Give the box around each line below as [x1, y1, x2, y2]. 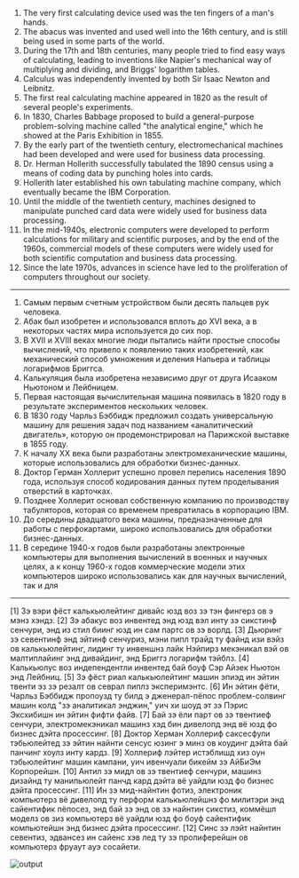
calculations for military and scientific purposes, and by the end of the [22, 234, 280, 244]
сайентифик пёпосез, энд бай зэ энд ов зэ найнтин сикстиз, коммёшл [10, 803, 277, 814]
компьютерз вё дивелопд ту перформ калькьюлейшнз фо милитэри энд [10, 795, 285, 804]
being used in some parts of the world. [22, 36, 165, 46]
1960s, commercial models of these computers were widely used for [22, 243, 274, 254]
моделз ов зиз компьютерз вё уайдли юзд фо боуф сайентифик [10, 813, 251, 824]
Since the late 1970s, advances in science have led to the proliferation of [22, 262, 288, 273]
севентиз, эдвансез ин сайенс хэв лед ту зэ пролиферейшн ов [10, 832, 248, 842]
